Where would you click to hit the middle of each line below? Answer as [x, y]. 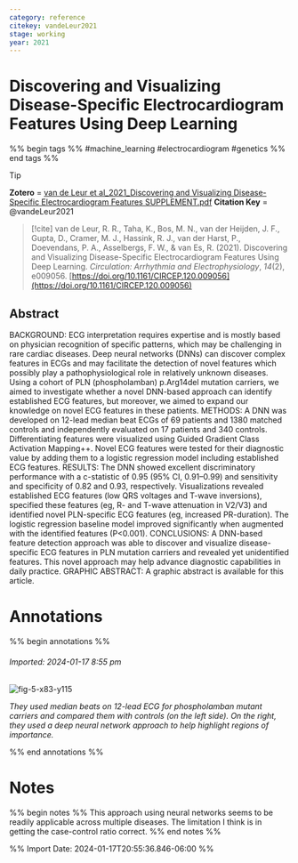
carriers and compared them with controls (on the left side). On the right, [143, 716]
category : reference [48, 17]
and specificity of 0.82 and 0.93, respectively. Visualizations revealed [137, 486]
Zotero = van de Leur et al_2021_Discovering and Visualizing [121, 193]
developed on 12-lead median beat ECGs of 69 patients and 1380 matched [146, 420]
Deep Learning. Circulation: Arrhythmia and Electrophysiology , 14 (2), [158, 267]
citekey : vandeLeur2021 [53, 26]
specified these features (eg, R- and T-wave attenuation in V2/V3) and [138, 505]
